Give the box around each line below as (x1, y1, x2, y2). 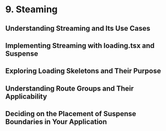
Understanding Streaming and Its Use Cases (5, 24, 151, 33)
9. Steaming (5, 4, 58, 15)
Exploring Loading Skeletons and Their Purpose (5, 67, 161, 75)
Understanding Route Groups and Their (5, 84, 134, 93)
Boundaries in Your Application (5, 118, 107, 126)
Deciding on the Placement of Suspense (5, 110, 136, 118)
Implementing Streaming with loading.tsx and (5, 41, 155, 50)
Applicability (5, 92, 47, 101)
